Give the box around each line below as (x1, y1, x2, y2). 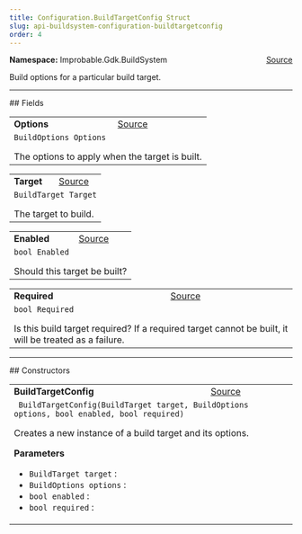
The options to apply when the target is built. (13, 150, 202, 163)
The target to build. (13, 208, 94, 220)
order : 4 (9, 30, 42, 39)
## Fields (9, 98, 44, 109)
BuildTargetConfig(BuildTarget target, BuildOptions (18, 400, 249, 410)
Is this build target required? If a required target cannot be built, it (13, 323, 289, 335)
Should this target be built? (13, 265, 128, 278)
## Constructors (9, 365, 70, 376)
